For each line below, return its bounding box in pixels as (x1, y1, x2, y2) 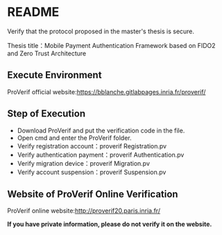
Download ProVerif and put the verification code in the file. (17, 126, 185, 134)
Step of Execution (7, 108, 85, 120)
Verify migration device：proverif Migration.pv (17, 159, 151, 167)
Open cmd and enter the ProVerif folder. (17, 133, 132, 142)
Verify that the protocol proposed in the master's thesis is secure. (7, 27, 195, 35)
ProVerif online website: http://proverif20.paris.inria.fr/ (7, 207, 161, 215)
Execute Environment (7, 69, 102, 81)
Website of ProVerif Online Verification (7, 188, 178, 200)
